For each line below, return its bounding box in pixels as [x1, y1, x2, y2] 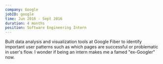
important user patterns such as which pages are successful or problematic [5, 44, 159, 50]
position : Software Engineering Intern [5, 25, 87, 30]
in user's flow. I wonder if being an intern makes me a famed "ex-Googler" [5, 49, 156, 55]
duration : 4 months [5, 21, 45, 26]
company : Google [5, 7, 38, 12]
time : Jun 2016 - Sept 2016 [5, 16, 63, 21]
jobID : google [5, 12, 34, 17]
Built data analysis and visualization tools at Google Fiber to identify [5, 39, 142, 44]
